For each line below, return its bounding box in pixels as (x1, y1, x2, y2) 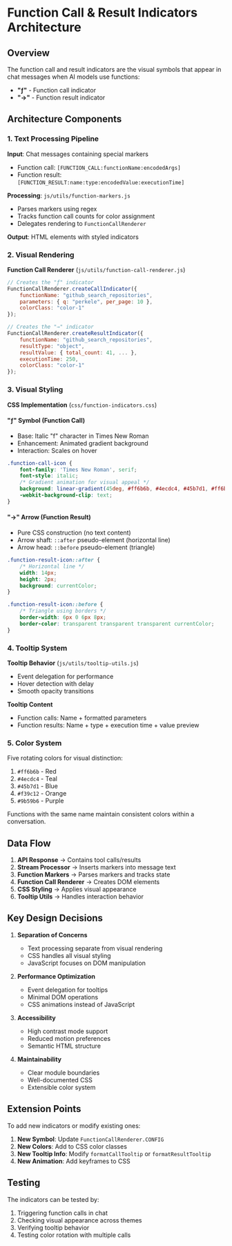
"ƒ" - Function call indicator (17, 86, 97, 94)
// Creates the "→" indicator (7, 323, 95, 331)
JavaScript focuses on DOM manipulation (27, 959, 146, 967)
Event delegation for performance (17, 672, 114, 680)
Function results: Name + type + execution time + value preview (17, 720, 200, 729)
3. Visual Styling (7, 385, 64, 394)
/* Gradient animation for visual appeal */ (19, 479, 150, 486)
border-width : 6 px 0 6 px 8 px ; (19, 614, 107, 621)
